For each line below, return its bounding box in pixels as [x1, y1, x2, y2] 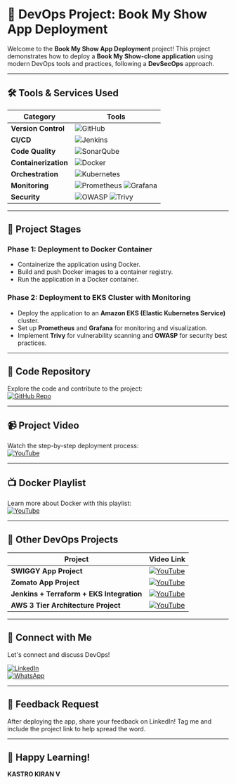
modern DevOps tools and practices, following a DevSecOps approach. [7, 59, 215, 67]
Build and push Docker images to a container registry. [17, 268, 173, 276]
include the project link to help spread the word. [7, 724, 146, 733]
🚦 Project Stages [7, 223, 81, 235]
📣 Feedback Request [7, 698, 100, 710]
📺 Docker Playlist [7, 477, 86, 489]
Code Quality [11, 146, 56, 156]
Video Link [148, 554, 186, 564]
